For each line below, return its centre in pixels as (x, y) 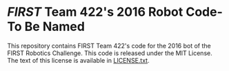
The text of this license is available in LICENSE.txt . (78, 60)
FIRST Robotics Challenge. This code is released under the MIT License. (110, 53)
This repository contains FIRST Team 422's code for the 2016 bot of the (109, 45)
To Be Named (46, 27)
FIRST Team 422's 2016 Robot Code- (115, 12)
